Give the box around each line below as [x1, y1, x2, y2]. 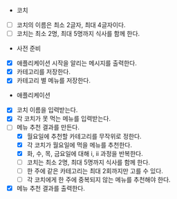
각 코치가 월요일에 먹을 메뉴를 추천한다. [26, 141, 133, 149]
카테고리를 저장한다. [16, 68, 71, 76]
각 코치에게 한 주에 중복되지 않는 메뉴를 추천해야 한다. [26, 175, 171, 184]
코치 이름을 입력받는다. [16, 106, 78, 114]
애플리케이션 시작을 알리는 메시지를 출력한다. [16, 59, 138, 67]
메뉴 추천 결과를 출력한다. [16, 184, 86, 192]
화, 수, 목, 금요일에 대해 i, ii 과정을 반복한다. [26, 149, 143, 157]
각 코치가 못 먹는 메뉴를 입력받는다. [16, 114, 111, 123]
